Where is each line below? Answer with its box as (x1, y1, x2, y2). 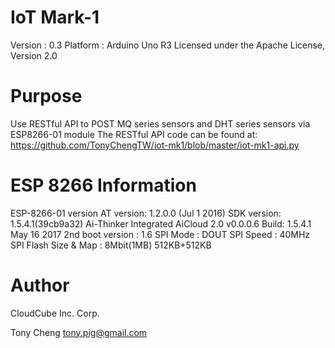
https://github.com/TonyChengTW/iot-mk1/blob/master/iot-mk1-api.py (10, 139, 300, 151)
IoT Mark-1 (10, 6, 100, 29)
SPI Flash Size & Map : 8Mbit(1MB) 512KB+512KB (10, 239, 212, 251)
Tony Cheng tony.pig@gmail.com (10, 326, 148, 338)
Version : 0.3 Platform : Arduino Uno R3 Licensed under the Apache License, (10, 39, 326, 51)
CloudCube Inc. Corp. (10, 307, 100, 319)
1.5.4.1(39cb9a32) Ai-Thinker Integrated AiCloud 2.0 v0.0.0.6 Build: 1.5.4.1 (10, 217, 312, 230)
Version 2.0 (10, 49, 58, 61)
